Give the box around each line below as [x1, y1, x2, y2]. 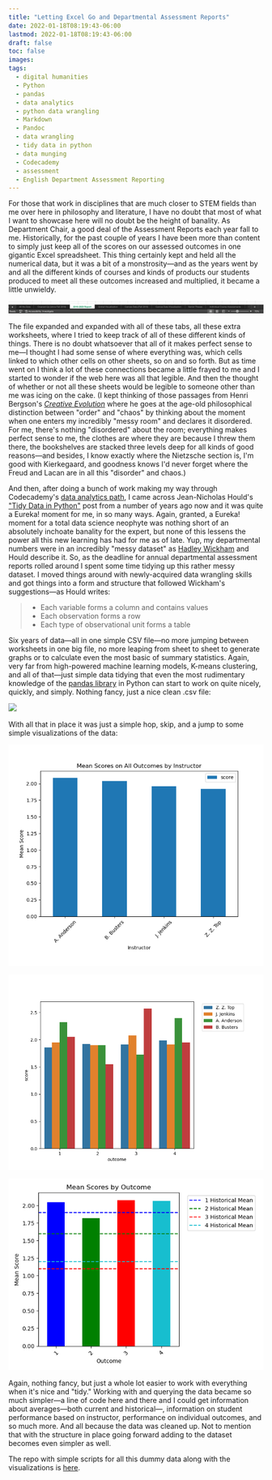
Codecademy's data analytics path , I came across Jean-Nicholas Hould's [8, 492, 253, 501]
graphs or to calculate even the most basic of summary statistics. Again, [8, 652, 249, 662]
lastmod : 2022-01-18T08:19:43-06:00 [8, 30, 132, 38]
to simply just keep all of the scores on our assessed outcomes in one [8, 241, 241, 251]
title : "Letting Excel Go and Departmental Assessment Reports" [8, 13, 230, 21]
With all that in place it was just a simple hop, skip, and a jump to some [8, 719, 244, 729]
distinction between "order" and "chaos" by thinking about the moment [8, 407, 245, 417]
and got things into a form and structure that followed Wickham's [8, 578, 225, 587]
